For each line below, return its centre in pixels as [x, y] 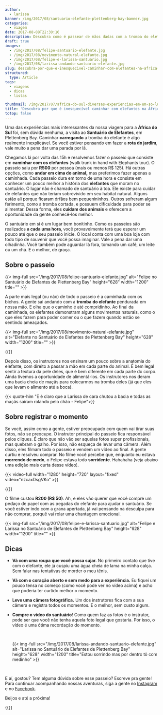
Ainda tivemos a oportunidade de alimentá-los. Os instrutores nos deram [78, 376]
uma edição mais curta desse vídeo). [42, 465]
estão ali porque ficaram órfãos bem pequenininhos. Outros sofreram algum [81, 199]
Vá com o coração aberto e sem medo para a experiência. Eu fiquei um [84, 581]
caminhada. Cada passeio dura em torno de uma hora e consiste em [73, 178]
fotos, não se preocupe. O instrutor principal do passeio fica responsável [78, 433]
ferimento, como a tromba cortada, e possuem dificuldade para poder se [78, 204]
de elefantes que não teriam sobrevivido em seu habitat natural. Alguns [76, 193]
